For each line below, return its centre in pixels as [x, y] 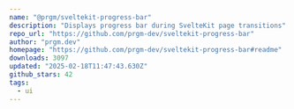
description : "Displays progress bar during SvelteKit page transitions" [148, 25]
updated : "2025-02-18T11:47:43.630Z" [79, 67]
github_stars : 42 [41, 75]
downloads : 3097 [39, 58]
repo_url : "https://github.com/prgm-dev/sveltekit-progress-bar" [132, 33]
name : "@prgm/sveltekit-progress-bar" [80, 17]
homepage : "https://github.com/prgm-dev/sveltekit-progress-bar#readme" [146, 50]
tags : [19, 83]
